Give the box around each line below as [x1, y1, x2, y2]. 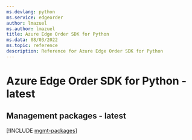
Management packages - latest [6, 111, 127, 121]
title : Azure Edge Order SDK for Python [6, 31, 110, 37]
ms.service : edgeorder [6, 14, 63, 21]
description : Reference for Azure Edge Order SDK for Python [6, 48, 164, 54]
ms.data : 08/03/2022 [6, 37, 59, 43]
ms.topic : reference [6, 43, 59, 49]
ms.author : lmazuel [6, 25, 56, 32]
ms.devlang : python [6, 8, 56, 15]
